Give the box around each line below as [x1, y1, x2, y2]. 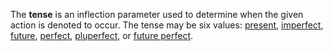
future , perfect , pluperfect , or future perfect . [10, 30, 194, 41]
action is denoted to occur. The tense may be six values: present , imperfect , [10, 19, 324, 31]
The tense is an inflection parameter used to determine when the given [10, 9, 304, 20]
